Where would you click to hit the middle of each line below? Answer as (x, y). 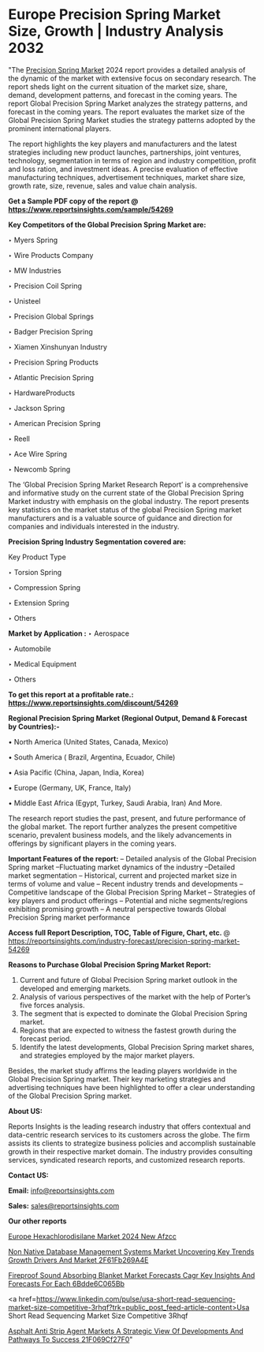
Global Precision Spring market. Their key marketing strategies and (117, 1079)
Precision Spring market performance (69, 917)
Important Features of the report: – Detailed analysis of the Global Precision (132, 858)
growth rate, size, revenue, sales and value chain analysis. (102, 185)
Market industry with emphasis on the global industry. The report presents (129, 501)
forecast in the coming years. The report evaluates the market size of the (127, 111)
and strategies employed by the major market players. (107, 1055)
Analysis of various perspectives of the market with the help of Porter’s (135, 996)
